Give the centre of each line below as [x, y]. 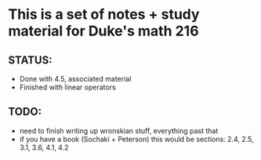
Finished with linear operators [67, 87]
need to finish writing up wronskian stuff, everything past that [119, 130]
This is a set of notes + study [104, 15]
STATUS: [30, 60]
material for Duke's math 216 [103, 31]
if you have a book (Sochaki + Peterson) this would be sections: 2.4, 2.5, [136, 139]
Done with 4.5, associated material [75, 79]
